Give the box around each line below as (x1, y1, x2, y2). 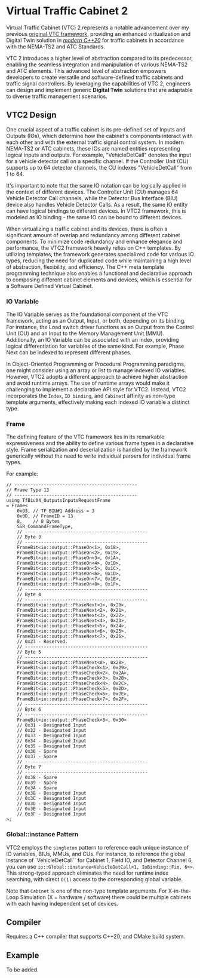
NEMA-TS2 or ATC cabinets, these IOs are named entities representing (6, 145, 180, 152)
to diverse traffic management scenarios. (6, 93, 107, 100)
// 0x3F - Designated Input (17, 811, 87, 817)
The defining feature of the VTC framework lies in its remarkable (6, 433, 165, 440)
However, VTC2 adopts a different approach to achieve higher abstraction (6, 373, 188, 381)
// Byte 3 (17, 534, 42, 540)
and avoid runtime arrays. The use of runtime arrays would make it (6, 379, 170, 387)
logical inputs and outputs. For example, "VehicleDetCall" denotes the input (6, 151, 192, 158)
